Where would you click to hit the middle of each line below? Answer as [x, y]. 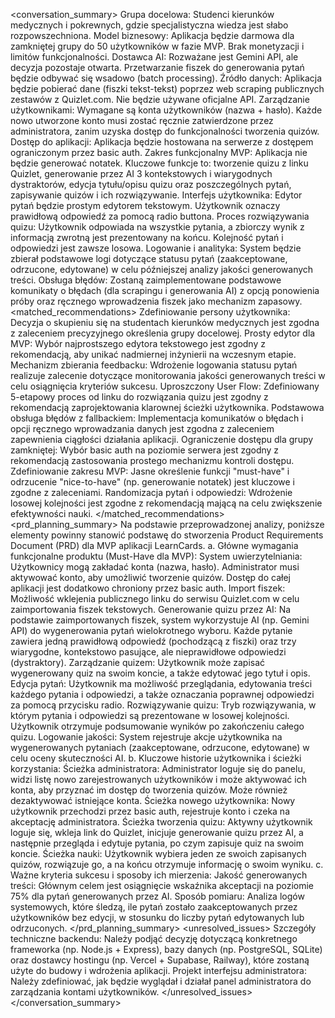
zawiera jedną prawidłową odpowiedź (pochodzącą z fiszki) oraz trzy [153, 641]
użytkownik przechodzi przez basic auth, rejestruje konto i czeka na [150, 811]
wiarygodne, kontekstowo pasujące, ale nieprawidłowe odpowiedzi [148, 652]
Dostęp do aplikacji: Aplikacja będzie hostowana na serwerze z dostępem [162, 142]
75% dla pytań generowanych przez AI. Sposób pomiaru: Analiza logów [157, 896]
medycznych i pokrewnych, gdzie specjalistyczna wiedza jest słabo [149, 25]
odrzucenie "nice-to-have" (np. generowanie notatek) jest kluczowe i [153, 482]
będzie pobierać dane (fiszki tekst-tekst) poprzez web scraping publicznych [167, 88]
